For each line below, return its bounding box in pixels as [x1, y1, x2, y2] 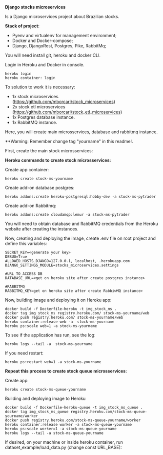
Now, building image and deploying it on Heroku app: [5, 297, 112, 303]
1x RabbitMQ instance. [12, 120, 58, 125]
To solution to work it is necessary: [5, 84, 76, 90]
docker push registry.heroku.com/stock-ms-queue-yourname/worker [5, 418, 141, 423]
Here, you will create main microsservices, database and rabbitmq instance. [5, 129, 158, 135]
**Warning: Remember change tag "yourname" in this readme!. [5, 139, 133, 144]
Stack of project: [5, 23, 40, 29]
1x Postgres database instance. [12, 114, 75, 120]
